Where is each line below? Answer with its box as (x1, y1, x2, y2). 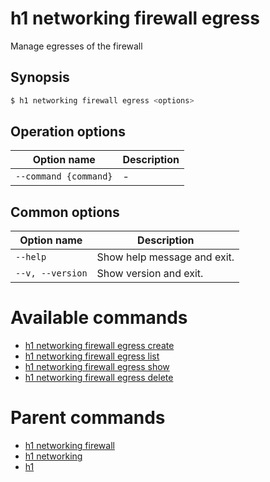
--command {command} (15, 171, 113, 182)
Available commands (10, 307, 188, 329)
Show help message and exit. (96, 250, 235, 264)
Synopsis (10, 69, 70, 86)
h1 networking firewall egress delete (24, 372, 174, 384)
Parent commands (10, 407, 166, 429)
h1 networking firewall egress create (24, 340, 175, 352)
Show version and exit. (96, 267, 204, 281)
